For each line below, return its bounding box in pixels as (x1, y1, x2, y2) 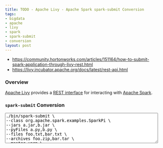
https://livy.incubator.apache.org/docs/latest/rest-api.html (12, 66, 128, 73)
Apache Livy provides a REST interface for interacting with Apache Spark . (5, 89, 153, 95)
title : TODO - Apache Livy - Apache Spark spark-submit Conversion (5, 7, 145, 12)
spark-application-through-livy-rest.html (12, 61, 93, 67)
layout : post (5, 43, 32, 48)
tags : (5, 12, 16, 16)
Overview (5, 78, 29, 85)
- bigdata (5, 16, 25, 21)
